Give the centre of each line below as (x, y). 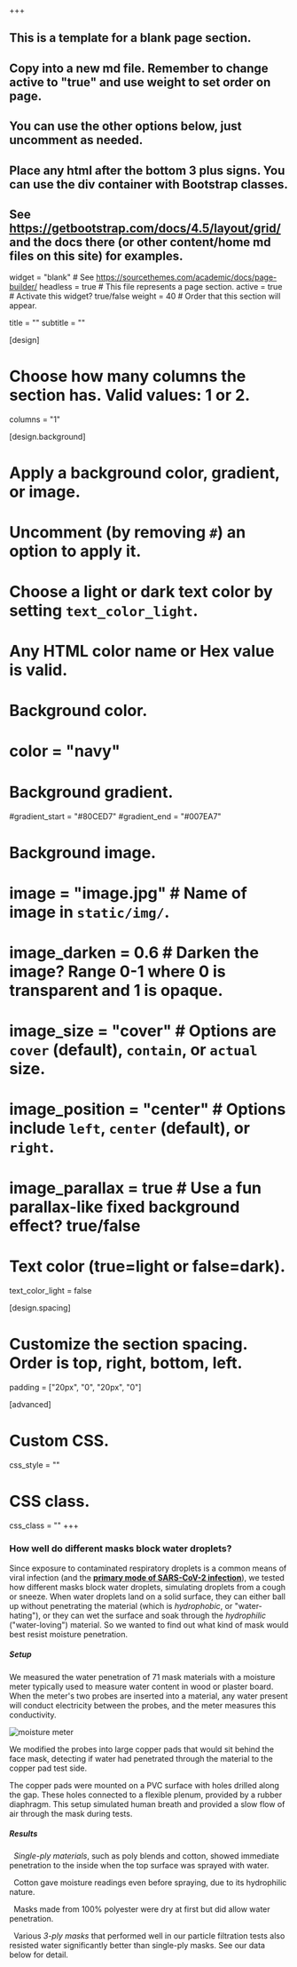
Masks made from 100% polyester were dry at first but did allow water (141, 1909)
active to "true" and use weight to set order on (140, 82)
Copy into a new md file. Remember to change (139, 68)
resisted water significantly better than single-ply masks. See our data (137, 1946)
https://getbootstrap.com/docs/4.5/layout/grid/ (145, 228)
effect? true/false (75, 1226)
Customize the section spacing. (129, 1344)
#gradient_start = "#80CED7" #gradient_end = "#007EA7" (115, 816)
